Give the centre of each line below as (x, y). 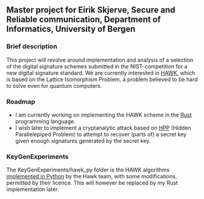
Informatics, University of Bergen (71, 29)
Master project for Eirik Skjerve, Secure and (91, 10)
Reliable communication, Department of (84, 20)
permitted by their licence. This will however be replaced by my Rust (92, 183)
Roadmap (21, 101)
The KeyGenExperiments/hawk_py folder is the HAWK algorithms (88, 170)
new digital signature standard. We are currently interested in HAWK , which (101, 73)
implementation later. (33, 189)
